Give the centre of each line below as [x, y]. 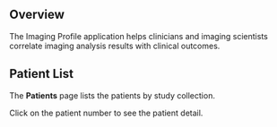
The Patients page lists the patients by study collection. [112, 95]
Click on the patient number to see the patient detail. [106, 113]
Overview [37, 15]
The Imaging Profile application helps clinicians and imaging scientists [139, 36]
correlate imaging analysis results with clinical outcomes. [115, 46]
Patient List [42, 74]
